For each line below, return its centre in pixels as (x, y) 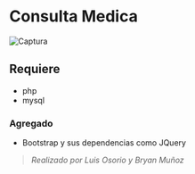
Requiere (35, 69)
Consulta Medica (73, 17)
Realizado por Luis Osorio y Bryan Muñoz (107, 160)
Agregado (31, 123)
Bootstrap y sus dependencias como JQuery (104, 143)
